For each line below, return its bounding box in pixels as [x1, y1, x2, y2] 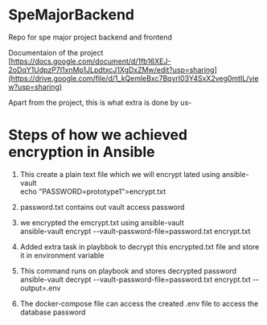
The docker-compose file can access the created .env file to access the [19, 298, 259, 308]
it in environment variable [19, 250, 105, 260]
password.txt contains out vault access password [19, 202, 185, 212]
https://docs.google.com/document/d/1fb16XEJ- [10, 56, 171, 66]
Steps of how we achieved [8, 126, 187, 144]
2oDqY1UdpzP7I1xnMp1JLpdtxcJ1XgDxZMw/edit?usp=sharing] [8, 64, 217, 74]
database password [19, 307, 86, 317]
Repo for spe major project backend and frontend [8, 32, 173, 42]
